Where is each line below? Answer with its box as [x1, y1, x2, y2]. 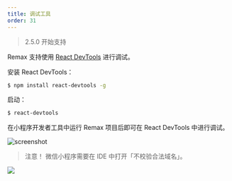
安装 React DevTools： [7, 67, 74, 76]
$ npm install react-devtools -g [7, 82, 106, 89]
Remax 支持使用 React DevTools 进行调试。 [7, 53, 134, 61]
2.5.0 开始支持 [24, 37, 67, 46]
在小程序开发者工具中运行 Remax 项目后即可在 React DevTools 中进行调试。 [7, 124, 229, 132]
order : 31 [7, 17, 37, 24]
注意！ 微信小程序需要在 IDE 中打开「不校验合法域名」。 [24, 152, 187, 160]
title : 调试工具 [7, 10, 51, 18]
